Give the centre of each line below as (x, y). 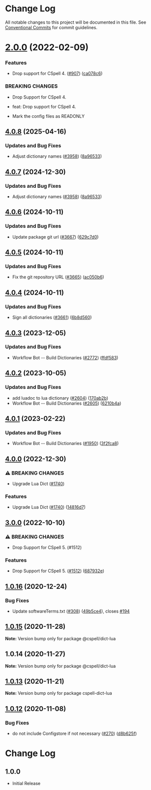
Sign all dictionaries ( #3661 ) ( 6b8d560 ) (52, 317)
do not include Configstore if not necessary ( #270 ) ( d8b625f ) (75, 733)
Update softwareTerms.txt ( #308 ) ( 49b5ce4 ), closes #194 (71, 611)
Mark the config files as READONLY (48, 116)
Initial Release (26, 783)
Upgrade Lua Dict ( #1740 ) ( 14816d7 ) (49, 507)
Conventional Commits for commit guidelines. (51, 27)
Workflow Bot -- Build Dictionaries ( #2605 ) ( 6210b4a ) (67, 403)
